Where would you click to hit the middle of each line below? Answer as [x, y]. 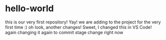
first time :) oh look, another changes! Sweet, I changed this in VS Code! [79, 27]
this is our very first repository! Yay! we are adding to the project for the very [83, 22]
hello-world [30, 9]
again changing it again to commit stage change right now [64, 32]
